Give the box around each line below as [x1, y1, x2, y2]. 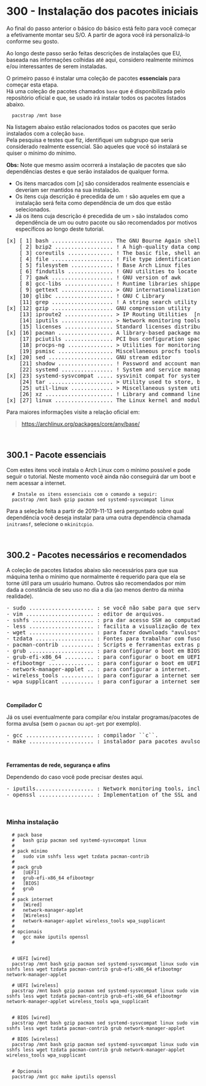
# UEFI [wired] [12, 955, 51, 961]
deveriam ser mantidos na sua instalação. [15, 186, 121, 193]
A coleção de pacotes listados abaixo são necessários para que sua [6, 566, 178, 573]
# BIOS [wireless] [12, 1036, 59, 1042]
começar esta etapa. [6, 81, 59, 88]
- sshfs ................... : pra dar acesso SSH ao [6, 616, 172, 624]
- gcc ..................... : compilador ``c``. [6, 732, 159, 739]
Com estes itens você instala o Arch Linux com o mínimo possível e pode [6, 466, 191, 473]
